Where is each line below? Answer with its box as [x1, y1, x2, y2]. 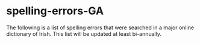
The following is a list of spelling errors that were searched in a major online [6, 24, 195, 31]
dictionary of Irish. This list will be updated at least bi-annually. [6, 30, 161, 37]
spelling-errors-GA [6, 4, 104, 18]
